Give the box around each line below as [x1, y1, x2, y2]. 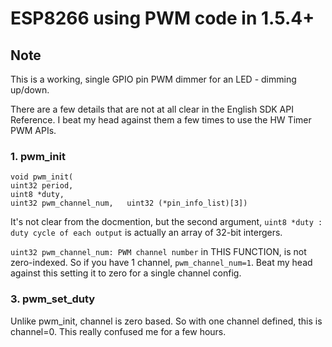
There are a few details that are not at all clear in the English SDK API [10, 103, 294, 115]
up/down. [10, 84, 50, 96]
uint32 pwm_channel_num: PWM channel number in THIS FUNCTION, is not [10, 246, 307, 258]
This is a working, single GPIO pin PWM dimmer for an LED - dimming [10, 73, 297, 85]
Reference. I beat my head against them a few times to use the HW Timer [10, 114, 312, 126]
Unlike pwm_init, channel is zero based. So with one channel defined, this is [10, 315, 323, 327]
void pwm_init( [10, 172, 74, 182]
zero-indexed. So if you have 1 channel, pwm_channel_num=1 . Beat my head [10, 257, 313, 269]
